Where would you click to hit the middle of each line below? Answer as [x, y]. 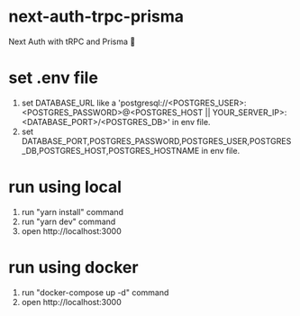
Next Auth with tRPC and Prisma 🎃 [72, 41]
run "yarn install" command [72, 212]
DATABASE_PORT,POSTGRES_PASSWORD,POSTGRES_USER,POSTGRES [156, 140]
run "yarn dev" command [68, 221]
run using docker [73, 267]
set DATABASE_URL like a [68, 103]
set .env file [53, 78]
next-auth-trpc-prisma [96, 17]
